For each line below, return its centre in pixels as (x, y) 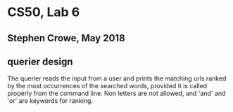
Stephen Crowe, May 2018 (66, 38)
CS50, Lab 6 (44, 12)
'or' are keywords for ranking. (50, 101)
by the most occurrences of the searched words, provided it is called (107, 86)
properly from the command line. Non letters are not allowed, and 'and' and (116, 93)
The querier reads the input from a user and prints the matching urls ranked (117, 78)
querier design (40, 61)
